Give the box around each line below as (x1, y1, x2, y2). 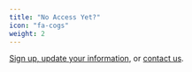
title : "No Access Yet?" (9, 12, 101, 22)
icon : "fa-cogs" (9, 21, 69, 30)
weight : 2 (9, 29, 46, 38)
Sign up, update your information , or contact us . (9, 54, 184, 64)
